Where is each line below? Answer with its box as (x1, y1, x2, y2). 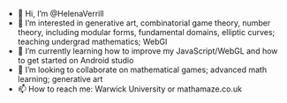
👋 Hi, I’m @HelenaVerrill (17, 9, 104, 18)
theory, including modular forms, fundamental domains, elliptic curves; (17, 27, 276, 37)
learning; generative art (17, 74, 103, 84)
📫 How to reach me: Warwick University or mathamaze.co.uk (17, 84, 243, 94)
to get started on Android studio (17, 55, 134, 65)
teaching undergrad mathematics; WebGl (17, 36, 168, 47)
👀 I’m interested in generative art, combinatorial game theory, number (17, 18, 271, 28)
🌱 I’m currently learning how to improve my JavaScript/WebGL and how (17, 46, 278, 56)
